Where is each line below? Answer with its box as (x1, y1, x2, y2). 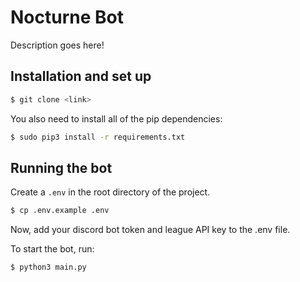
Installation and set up (10, 68, 152, 85)
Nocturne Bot (10, 6, 124, 29)
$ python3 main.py (10, 262, 87, 273)
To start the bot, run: (10, 243, 95, 255)
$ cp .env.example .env (10, 206, 110, 216)
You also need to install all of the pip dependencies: (10, 112, 223, 125)
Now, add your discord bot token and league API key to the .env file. (10, 224, 291, 236)
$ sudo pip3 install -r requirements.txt (10, 132, 186, 142)
